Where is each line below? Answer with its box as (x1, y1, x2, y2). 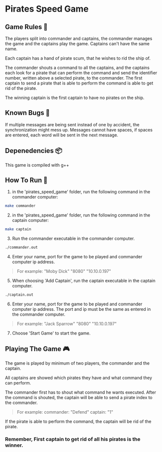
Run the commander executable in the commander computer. (12, 235, 135, 241)
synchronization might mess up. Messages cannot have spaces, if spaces (5, 127, 153, 133)
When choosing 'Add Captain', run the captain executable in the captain (12, 278, 156, 284)
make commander (5, 203, 36, 208)
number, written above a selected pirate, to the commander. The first (5, 75, 143, 81)
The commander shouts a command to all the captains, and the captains (5, 65, 150, 70)
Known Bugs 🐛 (5, 109, 50, 117)
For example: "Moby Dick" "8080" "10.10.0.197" (16, 268, 112, 274)
